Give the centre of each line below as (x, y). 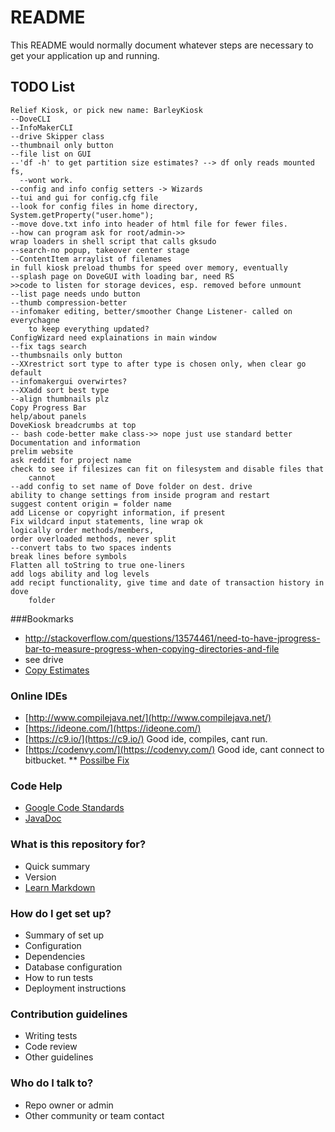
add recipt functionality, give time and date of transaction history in (167, 582)
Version (40, 877)
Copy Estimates (57, 670)
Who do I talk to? (52, 1083)
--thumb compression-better (69, 302)
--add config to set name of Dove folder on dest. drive (131, 486)
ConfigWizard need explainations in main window (113, 337)
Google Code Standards (74, 808)
